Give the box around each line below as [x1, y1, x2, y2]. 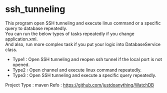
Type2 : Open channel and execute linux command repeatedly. [12, 66, 141, 73]
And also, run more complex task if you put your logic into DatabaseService [5, 41, 161, 47]
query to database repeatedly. [5, 25, 67, 31]
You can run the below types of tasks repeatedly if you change [5, 30, 135, 36]
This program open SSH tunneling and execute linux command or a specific [5, 20, 161, 26]
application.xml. [5, 36, 38, 42]
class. [5, 46, 17, 52]
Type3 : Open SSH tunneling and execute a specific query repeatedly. [12, 72, 156, 78]
